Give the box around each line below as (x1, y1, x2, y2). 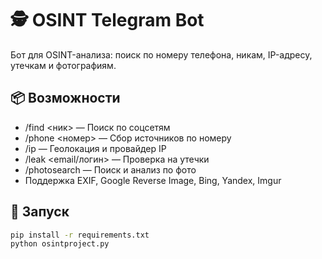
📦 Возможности (10, 90, 121, 107)
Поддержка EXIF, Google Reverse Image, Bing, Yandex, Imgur (24, 174, 282, 186)
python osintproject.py (10, 239, 110, 249)
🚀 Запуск (10, 203, 70, 221)
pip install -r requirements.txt (10, 230, 150, 240)
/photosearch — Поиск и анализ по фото (24, 163, 197, 176)
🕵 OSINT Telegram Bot (10, 9, 205, 32)
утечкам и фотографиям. (10, 59, 117, 71)
